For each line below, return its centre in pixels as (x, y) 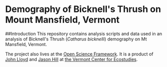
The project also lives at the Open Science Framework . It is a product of (79, 54)
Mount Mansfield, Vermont (62, 20)
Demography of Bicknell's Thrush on (83, 9)
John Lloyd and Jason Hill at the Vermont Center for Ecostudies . (71, 59)
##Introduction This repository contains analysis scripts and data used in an (84, 33)
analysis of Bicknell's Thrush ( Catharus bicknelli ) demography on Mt (76, 39)
